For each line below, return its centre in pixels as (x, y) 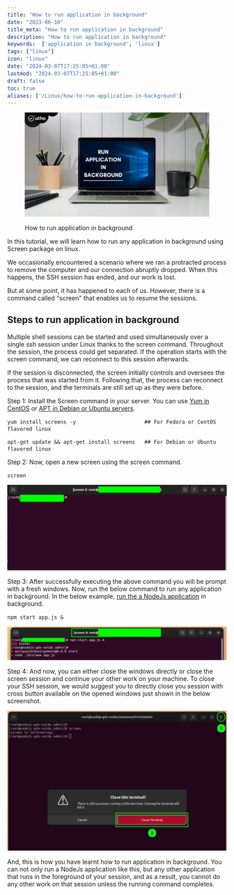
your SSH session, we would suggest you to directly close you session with (115, 686)
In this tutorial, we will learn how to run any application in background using (116, 241)
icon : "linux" (28, 59)
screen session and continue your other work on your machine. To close (111, 679)
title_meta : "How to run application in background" (85, 29)
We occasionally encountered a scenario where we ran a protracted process (117, 262)
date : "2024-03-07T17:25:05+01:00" (59, 66)
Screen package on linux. (44, 248)
